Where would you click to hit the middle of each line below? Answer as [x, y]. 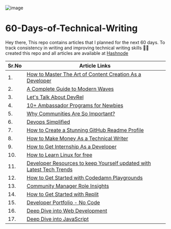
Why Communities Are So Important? [71, 113]
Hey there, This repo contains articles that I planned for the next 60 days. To [85, 42]
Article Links [95, 66]
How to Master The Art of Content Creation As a [84, 74]
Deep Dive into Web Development [67, 211]
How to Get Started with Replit [63, 194]
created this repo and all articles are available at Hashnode [67, 53]
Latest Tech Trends [50, 169]
